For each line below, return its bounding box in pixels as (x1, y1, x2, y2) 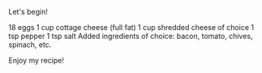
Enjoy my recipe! (8, 56, 65, 65)
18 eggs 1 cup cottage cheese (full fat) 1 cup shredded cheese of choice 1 (8, 23, 254, 32)
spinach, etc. (8, 40, 52, 49)
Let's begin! (8, 7, 49, 16)
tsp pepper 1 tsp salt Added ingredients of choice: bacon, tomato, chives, (8, 32, 253, 41)
